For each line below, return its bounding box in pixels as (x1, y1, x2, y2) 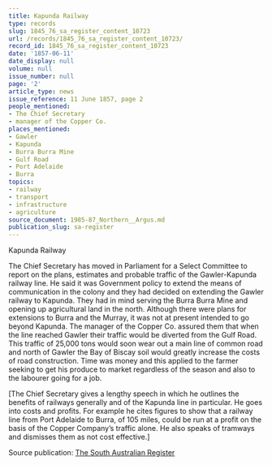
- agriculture (8, 208, 57, 216)
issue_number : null (8, 72, 75, 80)
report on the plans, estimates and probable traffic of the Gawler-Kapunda (8, 269, 257, 280)
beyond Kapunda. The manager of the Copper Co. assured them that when (8, 321, 260, 331)
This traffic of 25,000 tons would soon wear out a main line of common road (8, 338, 264, 349)
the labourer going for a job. (8, 373, 102, 383)
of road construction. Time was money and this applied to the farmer (8, 356, 239, 366)
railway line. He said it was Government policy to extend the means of (8, 278, 242, 288)
